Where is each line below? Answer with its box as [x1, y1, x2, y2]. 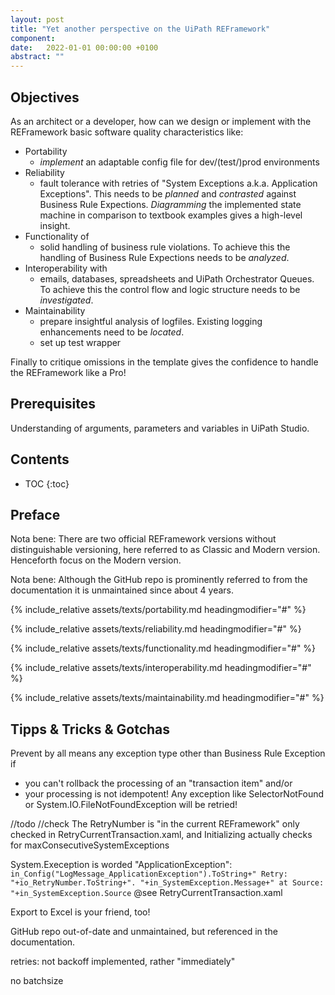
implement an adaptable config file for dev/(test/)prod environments [39, 156, 320, 168]
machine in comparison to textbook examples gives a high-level [39, 209, 303, 221]
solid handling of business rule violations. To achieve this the [39, 241, 291, 253]
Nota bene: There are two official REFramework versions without [10, 533, 277, 545]
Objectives [10, 89, 80, 106]
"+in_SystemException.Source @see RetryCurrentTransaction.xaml [10, 887, 283, 899]
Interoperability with [24, 262, 108, 274]
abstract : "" [10, 52, 65, 62]
